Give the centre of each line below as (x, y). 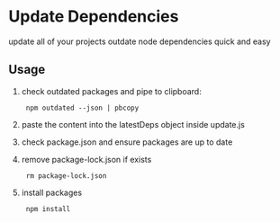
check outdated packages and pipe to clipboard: (111, 91)
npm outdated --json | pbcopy (82, 108)
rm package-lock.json (66, 176)
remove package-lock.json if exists (86, 159)
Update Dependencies (94, 17)
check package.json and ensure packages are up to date (127, 142)
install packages (52, 192)
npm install (48, 209)
